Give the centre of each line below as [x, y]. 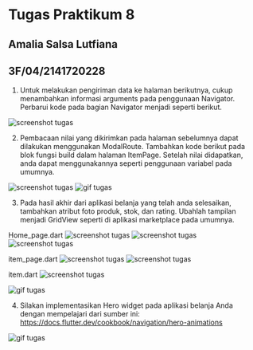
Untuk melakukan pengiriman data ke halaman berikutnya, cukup [126, 90]
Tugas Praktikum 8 [72, 15]
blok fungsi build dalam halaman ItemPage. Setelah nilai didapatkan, [131, 155]
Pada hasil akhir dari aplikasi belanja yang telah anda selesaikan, [126, 203]
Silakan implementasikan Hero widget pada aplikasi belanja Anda [126, 305]
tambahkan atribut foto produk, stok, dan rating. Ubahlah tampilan [128, 211]
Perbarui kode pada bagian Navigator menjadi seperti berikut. [121, 107]
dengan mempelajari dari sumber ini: [80, 314]
